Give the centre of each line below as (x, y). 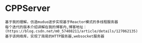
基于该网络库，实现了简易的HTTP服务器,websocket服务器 (55, 36)
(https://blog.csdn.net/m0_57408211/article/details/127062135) (71, 31)
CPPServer (28, 8)
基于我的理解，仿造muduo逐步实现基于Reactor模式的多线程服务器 (62, 22)
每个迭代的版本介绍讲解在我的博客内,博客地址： (46, 27)
